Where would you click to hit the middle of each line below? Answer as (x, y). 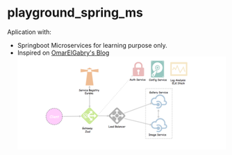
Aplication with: (30, 32)
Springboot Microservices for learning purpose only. (92, 45)
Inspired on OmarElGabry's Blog (63, 53)
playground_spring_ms (75, 13)
